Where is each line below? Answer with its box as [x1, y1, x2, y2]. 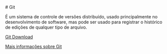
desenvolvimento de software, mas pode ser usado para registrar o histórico [5, 19, 163, 25]
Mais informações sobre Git [5, 44, 62, 49]
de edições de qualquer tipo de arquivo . [5, 24, 87, 30]
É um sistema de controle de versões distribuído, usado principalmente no [5, 14, 158, 19]
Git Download [5, 34, 33, 40]
